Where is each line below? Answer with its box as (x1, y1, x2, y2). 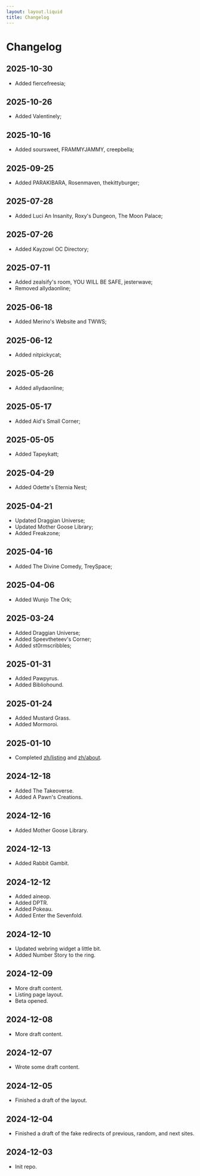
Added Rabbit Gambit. (14, 859, 70, 867)
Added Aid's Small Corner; (14, 417, 81, 425)
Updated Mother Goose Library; (14, 523, 94, 530)
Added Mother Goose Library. (14, 827, 88, 834)
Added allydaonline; (14, 384, 64, 391)
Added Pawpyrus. (14, 675, 59, 682)
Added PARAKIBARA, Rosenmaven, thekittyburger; (14, 179, 140, 186)
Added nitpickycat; (14, 351, 61, 358)
